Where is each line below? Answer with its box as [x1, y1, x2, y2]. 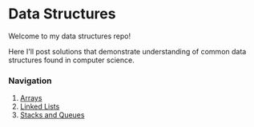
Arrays [19, 93, 42, 103]
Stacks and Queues [19, 110, 85, 120]
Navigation [8, 75, 52, 86]
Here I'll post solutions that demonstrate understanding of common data [8, 46, 247, 56]
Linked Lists [19, 101, 60, 112]
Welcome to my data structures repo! [8, 31, 131, 41]
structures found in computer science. [8, 55, 135, 65]
